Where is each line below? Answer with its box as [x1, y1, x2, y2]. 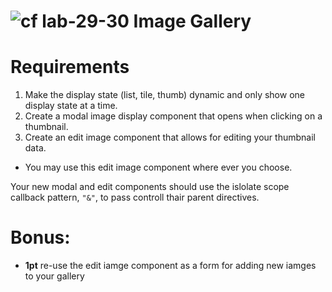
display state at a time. [24, 100, 118, 112]
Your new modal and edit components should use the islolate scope [10, 181, 290, 193]
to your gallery [24, 270, 85, 282]
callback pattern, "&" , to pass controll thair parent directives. [10, 191, 260, 204]
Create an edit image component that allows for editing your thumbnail [24, 131, 316, 144]
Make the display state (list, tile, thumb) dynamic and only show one [24, 89, 305, 101]
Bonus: [10, 226, 71, 249]
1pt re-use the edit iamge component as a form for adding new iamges [24, 260, 317, 272]
